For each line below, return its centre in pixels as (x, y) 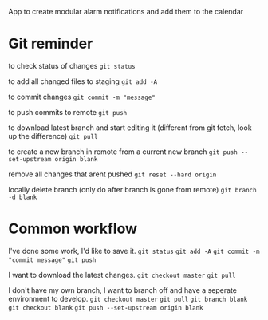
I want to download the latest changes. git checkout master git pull (122, 275)
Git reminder (51, 44)
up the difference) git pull (53, 136)
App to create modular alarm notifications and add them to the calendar (126, 12)
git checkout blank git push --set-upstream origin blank (106, 308)
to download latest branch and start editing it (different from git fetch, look (130, 128)
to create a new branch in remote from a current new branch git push (123, 152)
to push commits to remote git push (68, 112)
